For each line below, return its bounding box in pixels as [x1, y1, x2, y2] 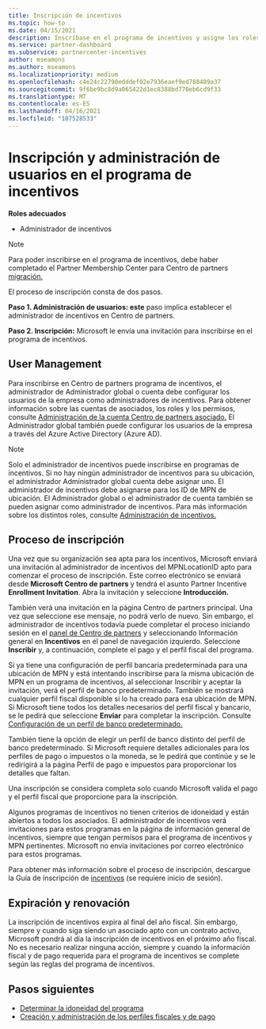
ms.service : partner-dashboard [8, 41, 112, 49]
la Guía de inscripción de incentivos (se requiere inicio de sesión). [8, 873, 223, 883]
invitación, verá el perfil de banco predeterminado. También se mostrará [8, 686, 244, 696]
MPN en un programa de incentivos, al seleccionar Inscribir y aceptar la [8, 677, 241, 687]
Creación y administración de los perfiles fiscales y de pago [19, 1012, 216, 1022]
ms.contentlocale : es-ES [8, 100, 90, 108]
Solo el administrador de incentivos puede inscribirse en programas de [8, 459, 240, 469]
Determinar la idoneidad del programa [19, 1004, 144, 1013]
